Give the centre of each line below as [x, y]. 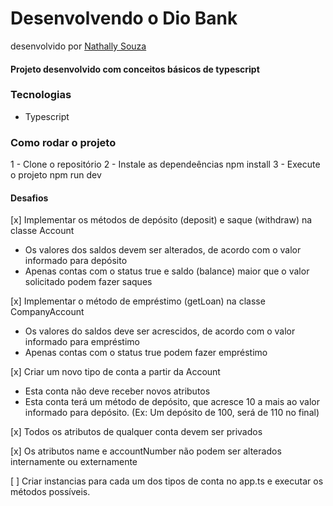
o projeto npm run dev [56, 175]
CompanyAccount [47, 312]
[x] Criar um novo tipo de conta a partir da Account [115, 372]
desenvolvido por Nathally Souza [78, 46]
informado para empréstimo [82, 342]
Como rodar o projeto [63, 142]
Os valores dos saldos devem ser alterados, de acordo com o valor [163, 250]
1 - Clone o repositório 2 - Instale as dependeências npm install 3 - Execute [165, 164]
